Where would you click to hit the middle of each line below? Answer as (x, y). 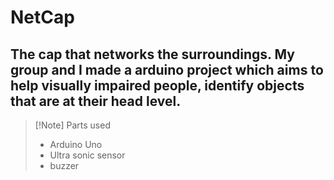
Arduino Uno (76, 144)
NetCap (42, 17)
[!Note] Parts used (72, 125)
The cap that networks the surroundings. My (152, 54)
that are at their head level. (96, 101)
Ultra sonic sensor (87, 155)
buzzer (64, 165)
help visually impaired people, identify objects (157, 85)
